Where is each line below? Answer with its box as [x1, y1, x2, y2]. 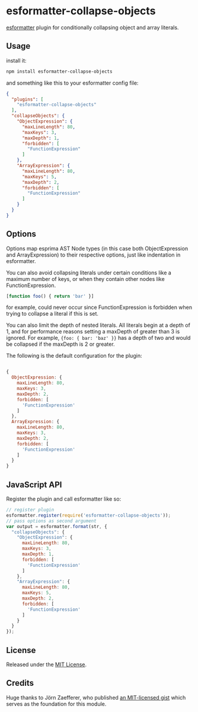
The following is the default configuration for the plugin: [6, 352, 142, 360]
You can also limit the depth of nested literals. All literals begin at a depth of [6, 321, 191, 329]
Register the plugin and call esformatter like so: [6, 495, 122, 502]
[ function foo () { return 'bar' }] [6, 293, 94, 299]
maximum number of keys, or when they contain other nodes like [6, 275, 165, 282]
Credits [6, 678, 34, 688]
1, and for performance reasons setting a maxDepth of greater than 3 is [6, 328, 180, 335]
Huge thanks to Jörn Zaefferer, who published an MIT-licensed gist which [6, 694, 186, 701]
